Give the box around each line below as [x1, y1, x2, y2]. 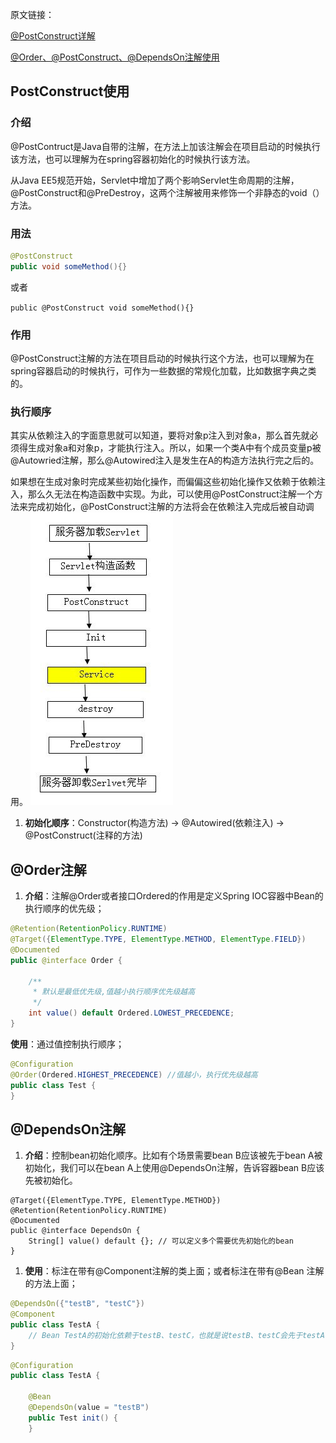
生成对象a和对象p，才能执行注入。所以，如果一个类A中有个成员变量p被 [27, 442, 322, 454]
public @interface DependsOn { [10, 1226, 141, 1236]
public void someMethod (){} [10, 261, 128, 272]
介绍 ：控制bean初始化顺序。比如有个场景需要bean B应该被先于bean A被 [24, 1149, 323, 1162]
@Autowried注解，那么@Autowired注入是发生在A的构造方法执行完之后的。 [10, 454, 320, 467]
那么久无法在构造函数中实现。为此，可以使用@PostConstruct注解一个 [27, 488, 315, 500]
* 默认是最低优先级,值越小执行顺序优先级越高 [32, 987, 196, 997]
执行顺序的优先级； [24, 903, 105, 915]
